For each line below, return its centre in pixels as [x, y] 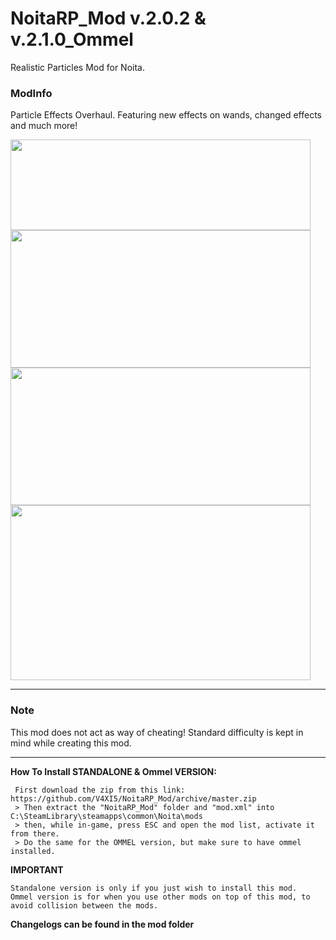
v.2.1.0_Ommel [72, 39]
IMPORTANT [37, 869]
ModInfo [31, 93]
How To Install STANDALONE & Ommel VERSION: [113, 771]
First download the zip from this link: [100, 790]
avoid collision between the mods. [84, 905]
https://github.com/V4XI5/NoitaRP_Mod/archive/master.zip [133, 798]
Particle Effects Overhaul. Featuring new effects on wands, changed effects [166, 115]
